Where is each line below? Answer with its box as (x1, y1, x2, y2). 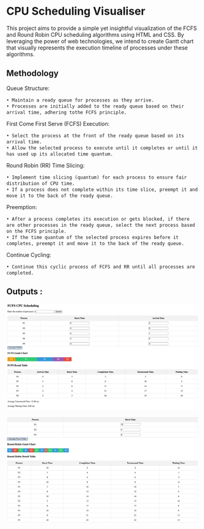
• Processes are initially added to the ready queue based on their (6, 103, 184, 109)
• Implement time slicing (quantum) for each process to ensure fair (6, 174, 188, 180)
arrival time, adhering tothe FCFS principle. (6, 109, 127, 116)
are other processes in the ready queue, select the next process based (6, 222, 195, 228)
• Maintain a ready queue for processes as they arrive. (6, 97, 155, 103)
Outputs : (6, 286, 43, 297)
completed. (6, 270, 34, 276)
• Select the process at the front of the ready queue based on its (6, 133, 184, 139)
